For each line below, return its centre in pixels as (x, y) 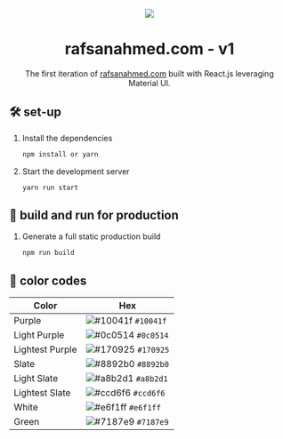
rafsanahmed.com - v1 (150, 49)
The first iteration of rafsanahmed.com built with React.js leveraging (150, 73)
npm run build (48, 253)
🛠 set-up (36, 112)
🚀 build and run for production (94, 215)
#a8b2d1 (152, 379)
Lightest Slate (42, 393)
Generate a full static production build (91, 236)
